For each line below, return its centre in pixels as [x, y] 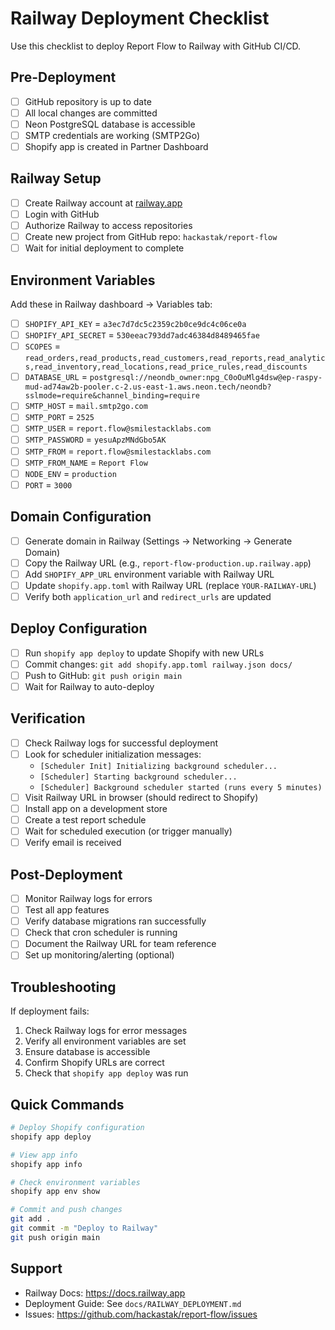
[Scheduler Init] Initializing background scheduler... [158, 766]
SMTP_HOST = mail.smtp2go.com [86, 406]
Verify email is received [73, 843]
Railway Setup [56, 178]
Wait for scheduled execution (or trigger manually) [128, 831]
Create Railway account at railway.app [103, 203]
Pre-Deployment [63, 77]
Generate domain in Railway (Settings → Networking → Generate [158, 541]
